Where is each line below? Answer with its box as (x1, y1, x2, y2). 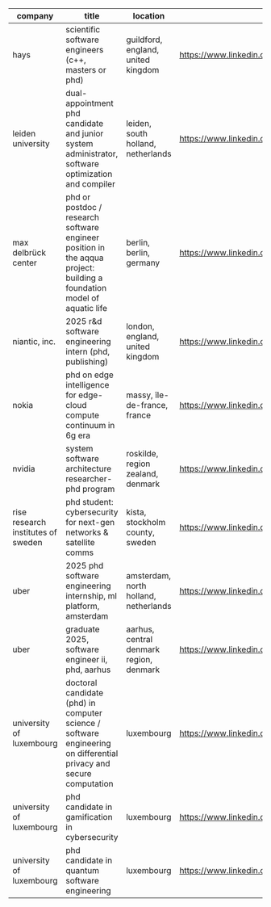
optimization (65, 169, 113, 179)
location (132, 10, 165, 21)
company (16, 10, 54, 21)
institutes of (12, 527, 58, 538)
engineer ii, (65, 654, 108, 665)
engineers (65, 44, 104, 55)
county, (126, 527, 155, 538)
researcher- (65, 473, 113, 484)
